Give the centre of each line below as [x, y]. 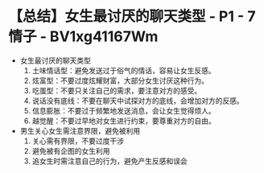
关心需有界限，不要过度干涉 [78, 141]
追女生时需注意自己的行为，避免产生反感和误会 [109, 161]
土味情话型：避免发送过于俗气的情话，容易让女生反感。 [124, 70]
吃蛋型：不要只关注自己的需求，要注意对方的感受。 [117, 90]
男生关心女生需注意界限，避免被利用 [80, 130]
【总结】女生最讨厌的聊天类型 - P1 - [126, 16]
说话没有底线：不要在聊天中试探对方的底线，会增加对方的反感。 [138, 101]
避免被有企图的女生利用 [71, 150]
